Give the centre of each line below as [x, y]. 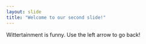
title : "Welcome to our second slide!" [56, 17]
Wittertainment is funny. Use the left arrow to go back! [73, 34]
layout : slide [24, 12]
